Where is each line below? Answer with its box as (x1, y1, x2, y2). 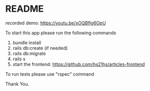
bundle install (12, 39, 41, 46)
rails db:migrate (12, 50, 46, 56)
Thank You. (5, 81, 30, 87)
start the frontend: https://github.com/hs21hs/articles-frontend (12, 61, 145, 67)
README (5, 3, 44, 15)
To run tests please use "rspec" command (5, 71, 94, 77)
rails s (12, 55, 26, 62)
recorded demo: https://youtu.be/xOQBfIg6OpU (5, 20, 106, 26)
